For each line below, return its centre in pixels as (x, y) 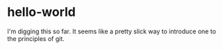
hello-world (42, 12)
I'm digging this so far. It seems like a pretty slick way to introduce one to (112, 31)
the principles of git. (36, 38)
